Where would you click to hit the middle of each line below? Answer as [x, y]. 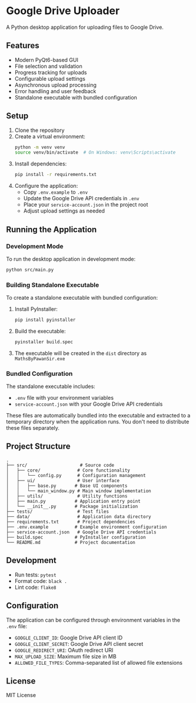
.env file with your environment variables [64, 398]
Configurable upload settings [50, 78]
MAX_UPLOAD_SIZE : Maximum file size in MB [65, 656]
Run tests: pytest [36, 575]
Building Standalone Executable [53, 285]
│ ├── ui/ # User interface [63, 480]
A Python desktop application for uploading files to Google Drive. [85, 27]
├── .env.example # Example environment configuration [87, 527]
